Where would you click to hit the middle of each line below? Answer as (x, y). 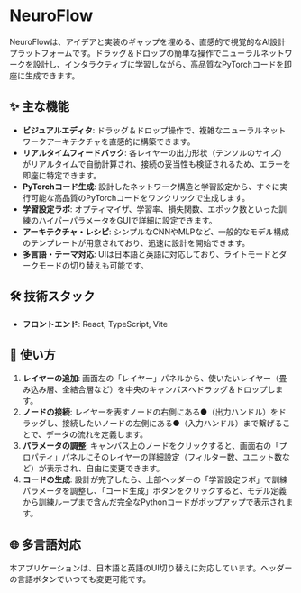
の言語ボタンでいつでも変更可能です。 (80, 579)
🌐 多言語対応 (45, 545)
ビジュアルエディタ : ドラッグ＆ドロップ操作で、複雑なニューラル (142, 130)
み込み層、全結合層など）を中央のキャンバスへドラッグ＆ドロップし (149, 389)
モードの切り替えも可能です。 (93, 265)
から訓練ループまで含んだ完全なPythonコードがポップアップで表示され (154, 502)
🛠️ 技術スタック (52, 297)
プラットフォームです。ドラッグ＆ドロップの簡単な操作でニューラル (135, 53)
